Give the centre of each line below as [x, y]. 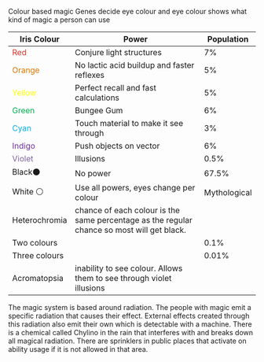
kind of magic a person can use [59, 20]
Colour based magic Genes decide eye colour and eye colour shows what [128, 11]
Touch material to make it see [128, 123]
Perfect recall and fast [115, 88]
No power [93, 173]
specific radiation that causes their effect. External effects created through [129, 316]
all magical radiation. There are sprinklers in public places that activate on [128, 341]
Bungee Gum [99, 111]
